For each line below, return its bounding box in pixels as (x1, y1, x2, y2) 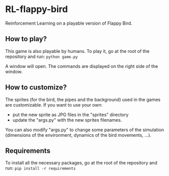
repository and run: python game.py (5, 53, 78, 59)
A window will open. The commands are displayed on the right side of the (5, 63, 158, 69)
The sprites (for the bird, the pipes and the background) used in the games (5, 97, 160, 103)
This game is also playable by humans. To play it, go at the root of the (5, 48, 150, 54)
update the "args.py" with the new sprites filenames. (12, 117, 122, 123)
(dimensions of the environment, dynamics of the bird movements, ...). (5, 132, 151, 138)
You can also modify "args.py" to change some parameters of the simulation (5, 127, 164, 133)
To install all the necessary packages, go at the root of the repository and (5, 160, 157, 166)
